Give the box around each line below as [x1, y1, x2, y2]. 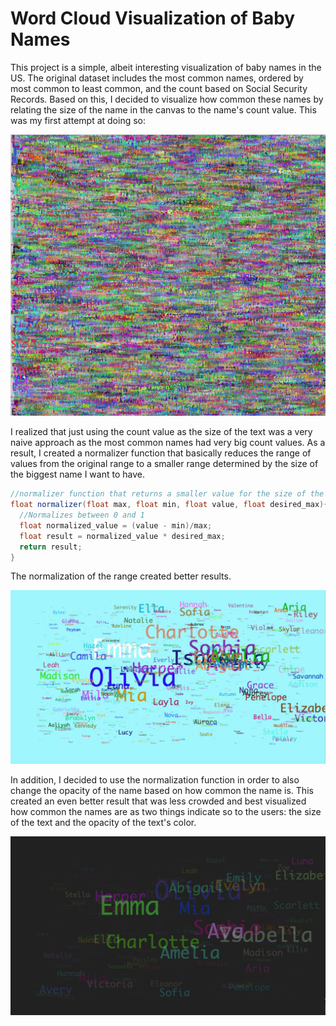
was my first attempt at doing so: [10, 114, 147, 126]
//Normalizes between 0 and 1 [19, 510, 145, 521]
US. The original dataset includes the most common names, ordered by [10, 72, 304, 84]
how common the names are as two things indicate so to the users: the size [10, 806, 322, 818]
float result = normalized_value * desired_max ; [19, 531, 226, 541]
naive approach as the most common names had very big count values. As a [10, 437, 326, 449]
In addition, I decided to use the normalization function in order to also [10, 774, 300, 786]
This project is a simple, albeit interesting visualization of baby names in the [10, 61, 322, 73]
